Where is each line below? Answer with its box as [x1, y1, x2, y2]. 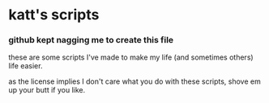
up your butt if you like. [8, 85, 86, 95]
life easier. [8, 61, 43, 71]
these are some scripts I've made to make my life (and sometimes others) [8, 52, 254, 62]
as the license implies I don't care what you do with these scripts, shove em [8, 76, 261, 86]
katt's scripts [8, 6, 100, 24]
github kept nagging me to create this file [8, 35, 174, 46]
